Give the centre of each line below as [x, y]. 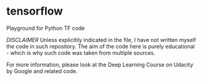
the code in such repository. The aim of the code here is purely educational [100, 46]
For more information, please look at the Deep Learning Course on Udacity [100, 65]
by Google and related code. [42, 71]
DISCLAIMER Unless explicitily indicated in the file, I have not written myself [101, 40]
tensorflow [35, 11]
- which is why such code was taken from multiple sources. [81, 52]
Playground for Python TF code [46, 28]
